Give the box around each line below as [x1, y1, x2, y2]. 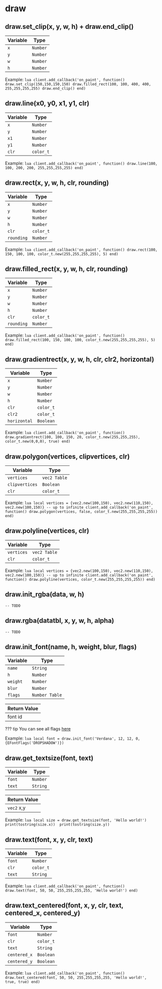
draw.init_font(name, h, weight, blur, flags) [5, 642, 137, 651]
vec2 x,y [7, 805, 26, 812]
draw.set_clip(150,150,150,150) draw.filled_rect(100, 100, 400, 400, [5, 82, 151, 87]
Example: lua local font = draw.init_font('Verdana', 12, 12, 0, [5, 735, 140, 741]
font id [7, 713, 22, 720]
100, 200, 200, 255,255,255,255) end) [5, 165, 84, 170]
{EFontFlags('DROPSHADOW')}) [5, 741, 64, 746]
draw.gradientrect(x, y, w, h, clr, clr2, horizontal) [5, 355, 154, 363]
